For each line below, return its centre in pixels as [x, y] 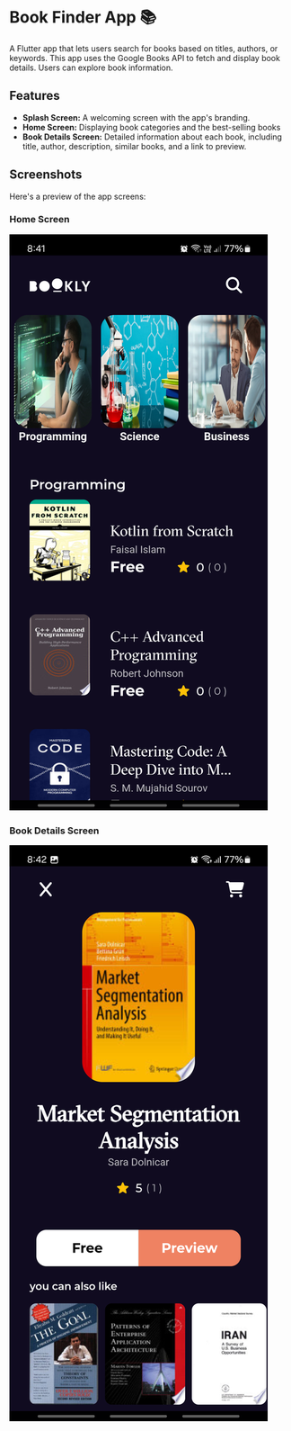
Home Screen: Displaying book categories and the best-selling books [151, 127]
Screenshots [46, 175]
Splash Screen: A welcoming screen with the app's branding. [136, 117]
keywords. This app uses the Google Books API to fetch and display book [145, 58]
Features [35, 96]
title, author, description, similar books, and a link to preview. [134, 146]
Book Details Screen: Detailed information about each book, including [152, 137]
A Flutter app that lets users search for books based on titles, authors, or [144, 48]
